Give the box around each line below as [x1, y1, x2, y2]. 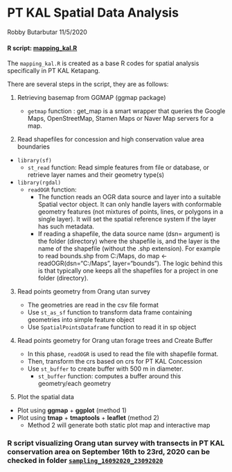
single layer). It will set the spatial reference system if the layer [37, 215, 217, 224]
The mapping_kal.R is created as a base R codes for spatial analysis [7, 59, 199, 67]
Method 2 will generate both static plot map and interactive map [27, 421, 211, 430]
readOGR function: [27, 185, 78, 194]
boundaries [17, 142, 51, 151]
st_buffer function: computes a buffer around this [37, 372, 181, 380]
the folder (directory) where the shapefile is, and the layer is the [37, 237, 220, 246]
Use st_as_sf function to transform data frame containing [27, 308, 193, 317]
